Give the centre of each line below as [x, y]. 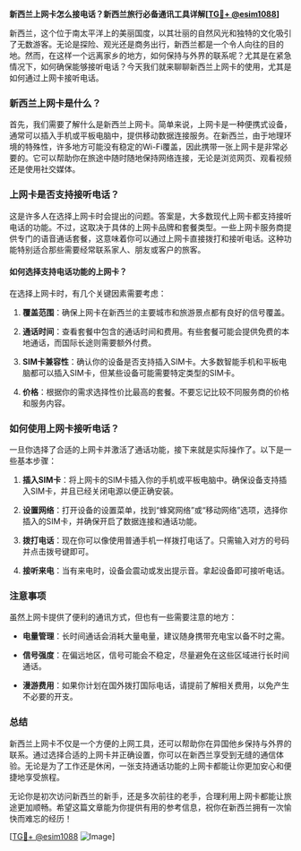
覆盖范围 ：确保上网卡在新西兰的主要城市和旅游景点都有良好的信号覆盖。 [155, 312]
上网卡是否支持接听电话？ [64, 194]
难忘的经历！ [48, 818]
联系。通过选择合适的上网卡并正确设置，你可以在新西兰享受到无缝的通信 [142, 754]
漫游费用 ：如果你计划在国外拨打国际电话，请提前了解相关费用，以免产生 [155, 685]
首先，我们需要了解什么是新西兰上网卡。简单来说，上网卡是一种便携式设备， [150, 125]
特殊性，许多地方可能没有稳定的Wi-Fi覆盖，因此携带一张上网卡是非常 [152, 147]
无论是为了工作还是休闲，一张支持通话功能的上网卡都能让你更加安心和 [154, 766]
